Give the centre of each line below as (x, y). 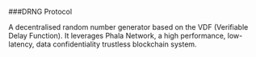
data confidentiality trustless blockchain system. (116, 44)
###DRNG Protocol (40, 12)
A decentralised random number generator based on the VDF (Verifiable (128, 27)
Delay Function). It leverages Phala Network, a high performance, (117, 36)
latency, (21, 44)
